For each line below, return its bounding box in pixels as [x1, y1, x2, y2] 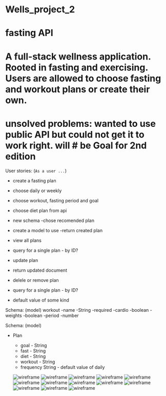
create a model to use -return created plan [12, 227, 103, 233]
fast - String [20, 348, 46, 354]
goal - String [20, 342, 47, 348]
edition [5, 150, 36, 162]
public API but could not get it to [5, 128, 144, 140]
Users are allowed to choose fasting [5, 72, 161, 84]
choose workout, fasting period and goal [12, 197, 99, 203]
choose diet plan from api [12, 207, 67, 214]
